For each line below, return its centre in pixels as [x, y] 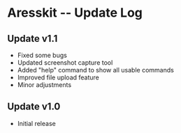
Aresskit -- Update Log [75, 13]
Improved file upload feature [58, 77]
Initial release [36, 123]
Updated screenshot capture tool [65, 63]
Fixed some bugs [42, 55]
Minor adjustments [44, 85]
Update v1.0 [34, 107]
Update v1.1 [32, 39]
